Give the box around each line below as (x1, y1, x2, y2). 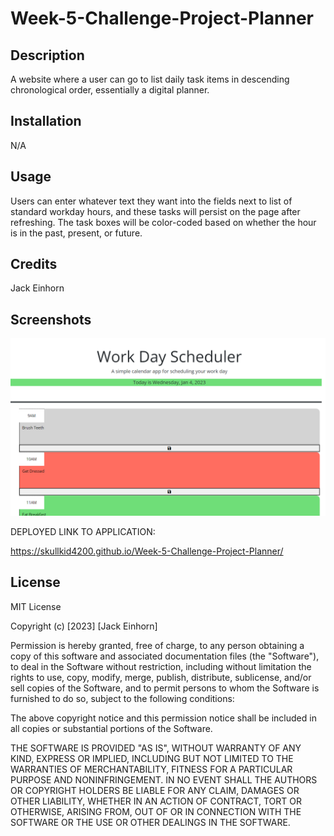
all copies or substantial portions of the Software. (10, 722, 213, 734)
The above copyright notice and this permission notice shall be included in (10, 712, 317, 724)
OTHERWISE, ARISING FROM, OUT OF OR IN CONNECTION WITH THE (10, 805, 302, 817)
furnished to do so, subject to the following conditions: (10, 692, 235, 704)
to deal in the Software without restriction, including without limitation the (10, 660, 312, 672)
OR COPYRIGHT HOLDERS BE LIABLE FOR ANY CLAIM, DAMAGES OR (10, 784, 300, 796)
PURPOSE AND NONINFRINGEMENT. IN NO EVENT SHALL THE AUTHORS (10, 773, 318, 786)
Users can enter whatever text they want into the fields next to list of (10, 195, 293, 207)
